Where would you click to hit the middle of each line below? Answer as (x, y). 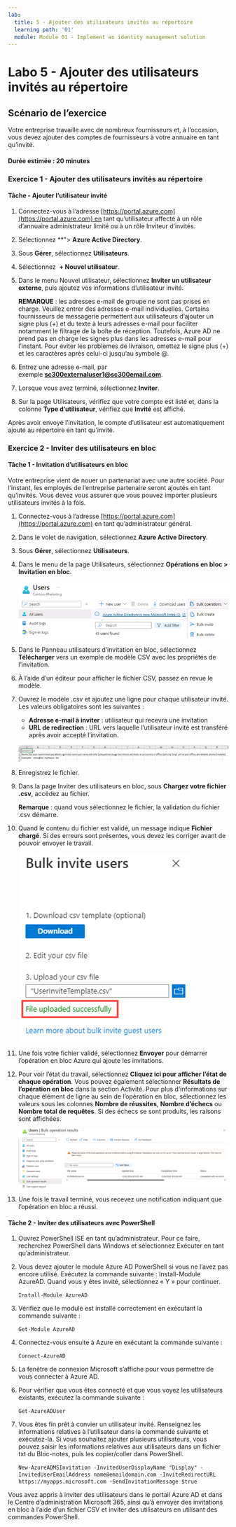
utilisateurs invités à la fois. (47, 503)
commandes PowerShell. (44, 1517)
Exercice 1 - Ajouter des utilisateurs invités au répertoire (105, 179)
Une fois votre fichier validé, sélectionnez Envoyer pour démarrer (113, 1053)
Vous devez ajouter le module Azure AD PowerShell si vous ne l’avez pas (123, 1267)
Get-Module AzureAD (47, 1330)
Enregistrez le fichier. (49, 772)
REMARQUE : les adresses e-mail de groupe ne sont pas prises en (114, 301)
